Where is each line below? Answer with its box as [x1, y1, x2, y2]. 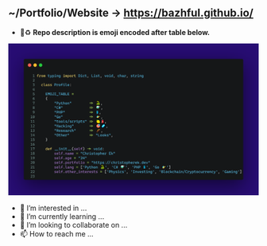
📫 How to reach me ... [19, 229, 94, 239]
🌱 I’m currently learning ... [19, 212, 105, 221]
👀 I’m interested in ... [19, 203, 87, 213]
